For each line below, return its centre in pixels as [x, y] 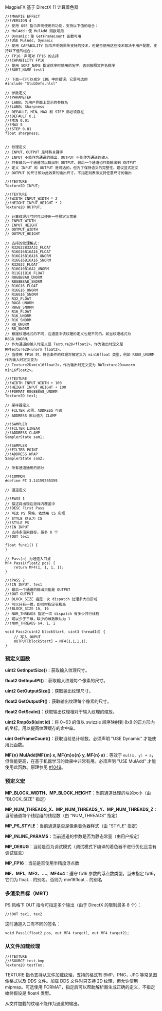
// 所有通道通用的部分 [25, 468]
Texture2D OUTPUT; [24, 207]
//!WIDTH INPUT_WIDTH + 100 [34, 383]
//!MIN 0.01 [17, 121]
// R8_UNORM [17, 324]
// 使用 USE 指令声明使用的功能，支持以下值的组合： [52, 26]
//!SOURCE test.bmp [25, 961]
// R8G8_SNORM [19, 307]
